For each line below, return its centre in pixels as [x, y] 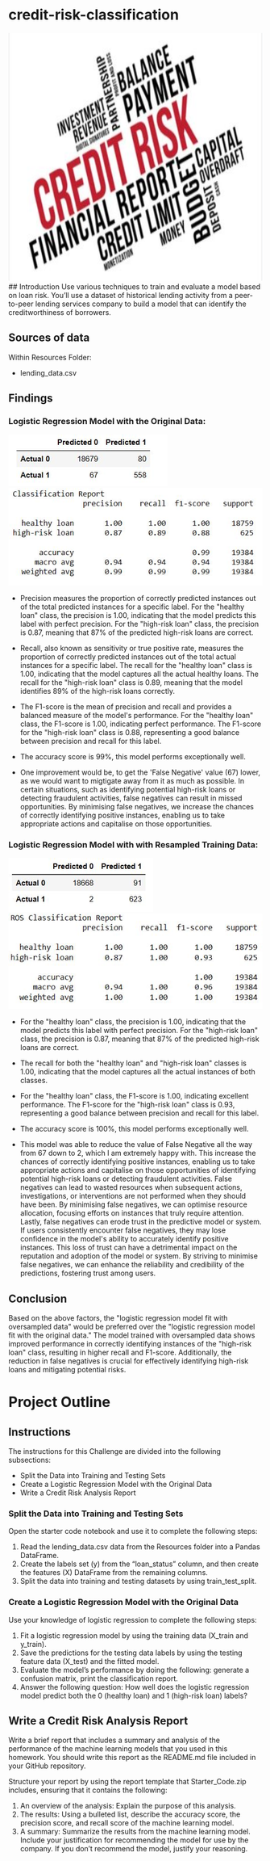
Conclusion [38, 1298]
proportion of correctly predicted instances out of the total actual [128, 657]
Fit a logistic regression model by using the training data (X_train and [134, 1635]
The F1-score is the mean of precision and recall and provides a [126, 706]
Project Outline [60, 1402]
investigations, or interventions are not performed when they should [133, 1196]
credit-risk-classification [94, 15]
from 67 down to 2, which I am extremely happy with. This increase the [138, 1153]
